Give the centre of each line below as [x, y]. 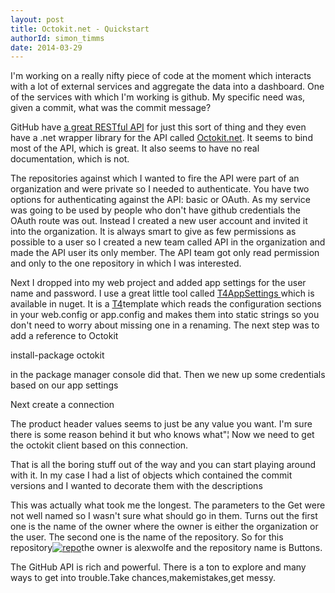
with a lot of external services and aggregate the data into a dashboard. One [167, 87]
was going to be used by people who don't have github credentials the [155, 210]
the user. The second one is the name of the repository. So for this [147, 537]
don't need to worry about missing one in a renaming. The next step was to [165, 325]
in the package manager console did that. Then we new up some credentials [168, 375]
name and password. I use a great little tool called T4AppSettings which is [162, 293]
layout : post [37, 19]
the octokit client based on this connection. [99, 445]
